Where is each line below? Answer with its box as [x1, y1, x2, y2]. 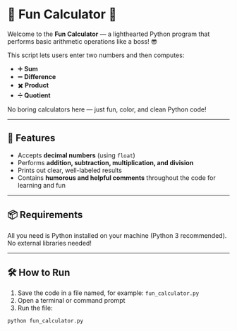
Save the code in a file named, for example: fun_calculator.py [17, 289, 200, 297]
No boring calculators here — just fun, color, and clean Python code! [7, 105, 207, 114]
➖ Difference [17, 72, 56, 80]
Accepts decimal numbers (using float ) [17, 151, 135, 160]
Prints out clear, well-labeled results [17, 166, 122, 174]
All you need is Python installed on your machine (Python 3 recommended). [7, 231, 227, 239]
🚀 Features [7, 132, 56, 144]
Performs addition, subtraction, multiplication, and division [17, 158, 194, 167]
